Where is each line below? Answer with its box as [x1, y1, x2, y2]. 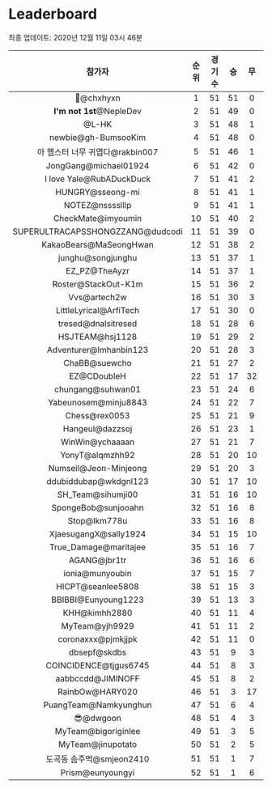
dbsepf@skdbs [68, 647, 127, 658]
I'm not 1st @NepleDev [53, 105, 142, 117]
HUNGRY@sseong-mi [55, 186, 140, 197]
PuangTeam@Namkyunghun [43, 699, 152, 711]
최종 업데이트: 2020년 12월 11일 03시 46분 [8, 32, 143, 42]
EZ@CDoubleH [68, 370, 127, 381]
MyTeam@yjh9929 [61, 620, 134, 631]
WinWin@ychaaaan [60, 436, 135, 448]
